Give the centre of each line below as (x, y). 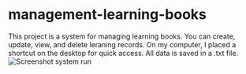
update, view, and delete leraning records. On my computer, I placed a (122, 44)
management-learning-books (107, 15)
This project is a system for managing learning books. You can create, (122, 36)
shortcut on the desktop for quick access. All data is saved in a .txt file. (123, 53)
